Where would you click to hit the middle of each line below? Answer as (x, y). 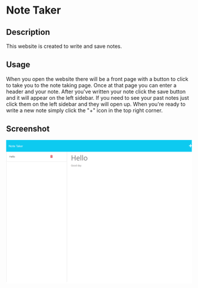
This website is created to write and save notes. (64, 46)
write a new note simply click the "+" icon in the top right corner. (85, 110)
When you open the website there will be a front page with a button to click (97, 79)
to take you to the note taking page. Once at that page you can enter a (91, 85)
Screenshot (28, 129)
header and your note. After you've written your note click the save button (96, 91)
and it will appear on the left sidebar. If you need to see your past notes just (98, 97)
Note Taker (34, 10)
